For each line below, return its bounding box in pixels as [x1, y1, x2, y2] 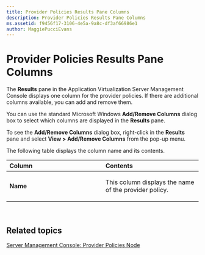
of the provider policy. [106, 186, 169, 194]
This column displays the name [106, 178, 195, 187]
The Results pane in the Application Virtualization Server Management [6, 86, 184, 93]
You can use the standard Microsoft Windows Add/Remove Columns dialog [6, 111, 197, 118]
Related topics [6, 225, 62, 235]
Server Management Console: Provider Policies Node [6, 242, 140, 248]
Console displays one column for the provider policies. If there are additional [6, 92, 198, 100]
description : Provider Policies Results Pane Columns [6, 15, 146, 21]
